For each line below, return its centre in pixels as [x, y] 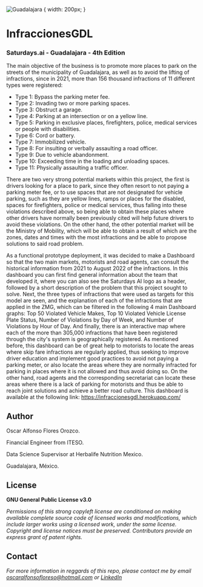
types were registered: [35, 85]
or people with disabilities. [48, 129]
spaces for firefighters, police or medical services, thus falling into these [97, 205]
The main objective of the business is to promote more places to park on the [101, 66]
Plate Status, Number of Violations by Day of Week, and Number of [90, 320]
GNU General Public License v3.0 [49, 500]
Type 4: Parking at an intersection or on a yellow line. [82, 116]
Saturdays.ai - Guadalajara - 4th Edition [66, 53]
